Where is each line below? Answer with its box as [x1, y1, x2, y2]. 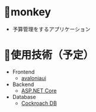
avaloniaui [21, 74, 46, 81]
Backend [12, 81, 34, 88]
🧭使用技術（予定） [4, 48, 94, 62]
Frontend [12, 68, 35, 75]
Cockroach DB [21, 100, 57, 107]
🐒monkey [4, 5, 52, 19]
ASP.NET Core [21, 87, 57, 94]
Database [12, 93, 36, 100]
